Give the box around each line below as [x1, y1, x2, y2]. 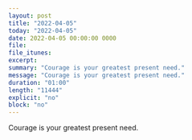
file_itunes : [8, 49, 52, 57]
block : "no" [8, 101, 48, 109]
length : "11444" [8, 86, 63, 94]
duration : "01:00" [8, 78, 70, 86]
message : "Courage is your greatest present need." [8, 71, 185, 79]
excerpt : [8, 57, 38, 65]
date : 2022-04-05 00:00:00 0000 [8, 34, 116, 42]
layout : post [8, 11, 52, 20]
